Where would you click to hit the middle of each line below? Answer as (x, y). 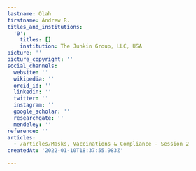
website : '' (31, 72)
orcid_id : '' (33, 85)
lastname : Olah (29, 14)
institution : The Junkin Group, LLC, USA (81, 46)
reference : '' (28, 131)
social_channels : (33, 66)
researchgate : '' (39, 118)
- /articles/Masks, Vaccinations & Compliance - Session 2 (101, 144)
